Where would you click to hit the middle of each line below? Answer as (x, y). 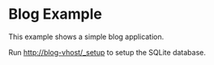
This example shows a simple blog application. (86, 37)
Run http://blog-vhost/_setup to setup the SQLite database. (107, 52)
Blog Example (56, 14)
